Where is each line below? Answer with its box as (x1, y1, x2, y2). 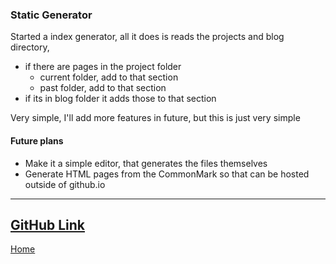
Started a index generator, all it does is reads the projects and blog (10, 31, 285, 43)
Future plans (10, 134, 64, 147)
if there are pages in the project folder (24, 61, 182, 73)
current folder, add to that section (39, 71, 179, 83)
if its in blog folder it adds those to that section (24, 93, 217, 105)
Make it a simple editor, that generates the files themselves (24, 157, 268, 169)
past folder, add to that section (39, 82, 167, 94)
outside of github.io (24, 178, 106, 190)
